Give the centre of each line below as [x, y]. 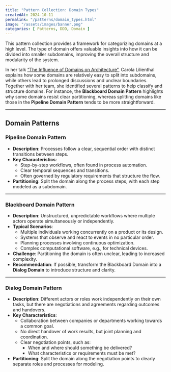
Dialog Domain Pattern [34, 288]
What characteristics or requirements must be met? [82, 353]
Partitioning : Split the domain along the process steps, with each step [86, 181]
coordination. [34, 337]
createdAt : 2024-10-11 [29, 15]
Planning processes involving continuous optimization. [77, 243]
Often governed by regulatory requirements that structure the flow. [90, 176]
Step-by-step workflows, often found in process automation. [84, 165]
